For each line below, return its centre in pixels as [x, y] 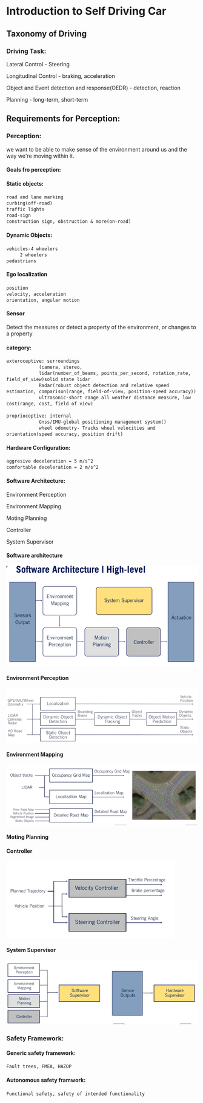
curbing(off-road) [29, 203]
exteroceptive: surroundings [43, 361]
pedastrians [21, 261]
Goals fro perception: [34, 170]
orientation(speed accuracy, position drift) [65, 434]
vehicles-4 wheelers [32, 249]
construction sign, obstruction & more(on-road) [69, 222]
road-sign [19, 215]
